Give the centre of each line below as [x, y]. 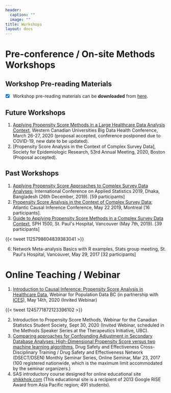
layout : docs [19, 29]
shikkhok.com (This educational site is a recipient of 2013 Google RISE [87, 379]
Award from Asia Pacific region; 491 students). [62, 385]
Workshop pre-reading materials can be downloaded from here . [80, 96]
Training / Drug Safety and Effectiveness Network [91, 352]
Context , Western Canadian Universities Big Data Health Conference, [85, 130]
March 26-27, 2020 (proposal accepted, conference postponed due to [87, 136]
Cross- [147, 347]
